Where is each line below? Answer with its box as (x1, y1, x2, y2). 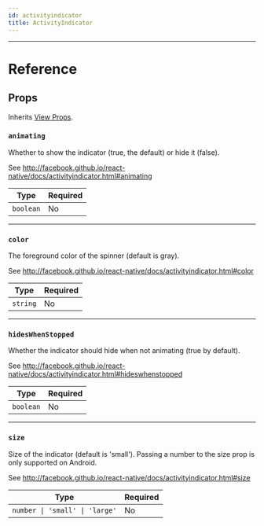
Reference (8, 60, 77, 78)
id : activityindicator (8, 11, 82, 20)
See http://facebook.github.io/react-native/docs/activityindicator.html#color (8, 267, 254, 276)
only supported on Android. (8, 458, 97, 467)
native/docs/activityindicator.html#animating (8, 171, 152, 181)
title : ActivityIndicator (8, 19, 93, 27)
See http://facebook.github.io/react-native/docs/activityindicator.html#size (8, 473, 251, 482)
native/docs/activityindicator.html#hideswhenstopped (8, 370, 183, 379)
